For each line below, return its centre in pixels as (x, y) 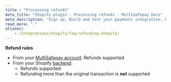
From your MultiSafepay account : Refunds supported (68, 58)
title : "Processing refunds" (37, 10)
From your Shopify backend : (42, 63)
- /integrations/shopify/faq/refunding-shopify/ (67, 33)
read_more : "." (21, 24)
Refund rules (19, 48)
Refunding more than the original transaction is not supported (85, 74)
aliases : (15, 29)
